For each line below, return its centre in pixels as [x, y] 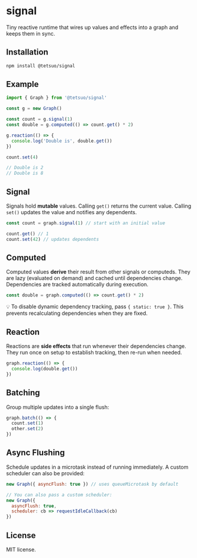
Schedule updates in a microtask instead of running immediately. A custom [97, 467]
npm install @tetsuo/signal [41, 66]
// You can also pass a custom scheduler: [59, 495]
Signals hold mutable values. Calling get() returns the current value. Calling [99, 206]
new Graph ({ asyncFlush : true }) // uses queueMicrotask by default [92, 484]
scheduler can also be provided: [45, 473]
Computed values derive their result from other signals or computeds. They [98, 272]
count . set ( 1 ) [28, 423]
